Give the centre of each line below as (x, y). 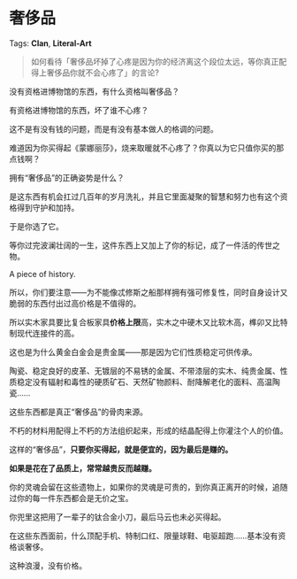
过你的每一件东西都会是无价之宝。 (71, 498)
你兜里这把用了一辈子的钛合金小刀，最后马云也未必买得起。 (118, 517)
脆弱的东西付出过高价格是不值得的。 (75, 303)
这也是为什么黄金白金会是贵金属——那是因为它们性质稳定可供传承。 (133, 351)
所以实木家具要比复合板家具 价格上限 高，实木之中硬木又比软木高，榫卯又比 (145, 322)
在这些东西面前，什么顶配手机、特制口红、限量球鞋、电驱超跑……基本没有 (144, 536)
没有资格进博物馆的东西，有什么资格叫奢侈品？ (94, 91)
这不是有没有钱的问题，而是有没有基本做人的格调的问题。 (114, 128)
